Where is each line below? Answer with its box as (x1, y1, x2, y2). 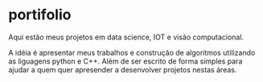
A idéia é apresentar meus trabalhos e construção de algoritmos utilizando (8, 47, 256, 57)
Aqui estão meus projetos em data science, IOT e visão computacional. (8, 32, 244, 42)
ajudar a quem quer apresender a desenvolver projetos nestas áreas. (8, 64, 237, 74)
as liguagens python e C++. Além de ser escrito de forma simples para (8, 56, 243, 66)
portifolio (8, 6, 72, 24)
